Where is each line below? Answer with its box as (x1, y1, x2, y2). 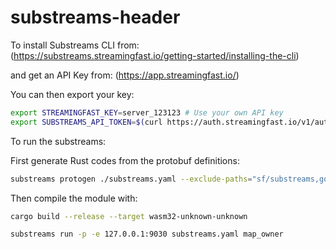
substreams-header (10, 6, 181, 29)
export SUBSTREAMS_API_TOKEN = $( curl (10, 117, 163, 127)
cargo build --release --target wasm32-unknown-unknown (10, 211, 248, 221)
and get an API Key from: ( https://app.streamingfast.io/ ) (10, 69, 240, 81)
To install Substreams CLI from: (10, 39, 140, 51)
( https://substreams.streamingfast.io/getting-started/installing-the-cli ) (10, 49, 300, 61)
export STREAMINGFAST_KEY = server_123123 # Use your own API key (10, 107, 284, 118)
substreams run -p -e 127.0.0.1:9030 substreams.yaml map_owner (10, 229, 284, 240)
